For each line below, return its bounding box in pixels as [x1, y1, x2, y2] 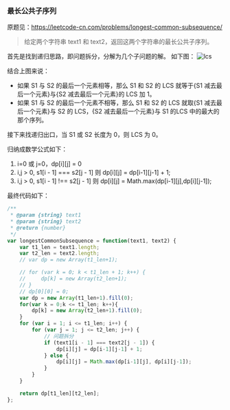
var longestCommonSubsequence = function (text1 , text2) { [7, 237, 176, 244]
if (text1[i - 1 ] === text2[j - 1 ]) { [43, 339, 155, 346]
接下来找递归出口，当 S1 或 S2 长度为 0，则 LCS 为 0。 [7, 131, 163, 139]
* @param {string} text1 [10, 212, 81, 219]
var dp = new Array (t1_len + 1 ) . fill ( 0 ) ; [19, 294, 134, 301]
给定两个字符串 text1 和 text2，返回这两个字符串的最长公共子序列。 [23, 38, 214, 46]
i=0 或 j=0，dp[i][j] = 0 [16, 160, 82, 168]
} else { [43, 352, 69, 359]
